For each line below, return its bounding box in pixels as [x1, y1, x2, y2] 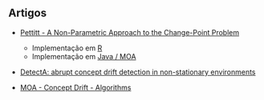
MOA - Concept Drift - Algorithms [19, 82, 132, 92]
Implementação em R [31, 43, 103, 53]
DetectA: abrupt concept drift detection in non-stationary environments [19, 67, 256, 77]
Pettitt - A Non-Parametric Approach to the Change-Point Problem [19, 27, 239, 37]
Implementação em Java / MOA [31, 51, 136, 61]
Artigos [8, 6, 47, 20]
